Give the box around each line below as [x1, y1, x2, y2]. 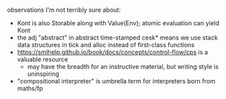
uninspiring [27, 70, 60, 78]
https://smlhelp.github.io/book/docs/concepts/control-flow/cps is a [16, 48, 208, 56]
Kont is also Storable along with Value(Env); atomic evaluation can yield [16, 19, 220, 27]
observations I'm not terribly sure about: [7, 6, 122, 14]
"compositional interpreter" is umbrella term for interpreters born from [16, 77, 216, 85]
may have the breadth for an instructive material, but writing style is [27, 63, 219, 70]
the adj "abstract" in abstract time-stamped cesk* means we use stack [16, 33, 218, 42]
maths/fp [16, 85, 43, 92]
